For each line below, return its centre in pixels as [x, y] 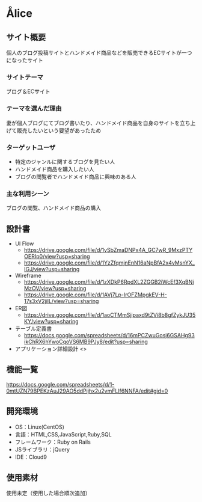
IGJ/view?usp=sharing [52, 269]
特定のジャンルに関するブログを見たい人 [65, 161]
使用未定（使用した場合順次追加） [48, 493]
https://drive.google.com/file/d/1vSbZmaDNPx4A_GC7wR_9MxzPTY [108, 250]
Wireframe [28, 275]
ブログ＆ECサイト [28, 91]
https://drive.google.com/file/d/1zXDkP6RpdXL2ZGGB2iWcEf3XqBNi [109, 282]
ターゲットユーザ [31, 147]
